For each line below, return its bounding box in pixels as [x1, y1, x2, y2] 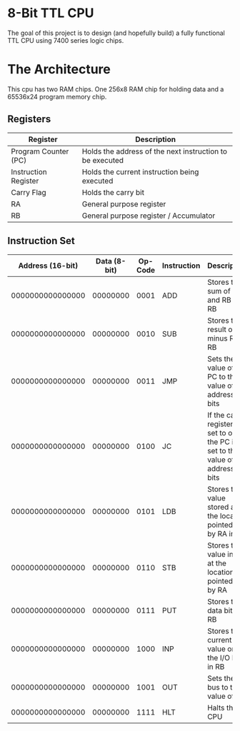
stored [206, 502, 229, 512]
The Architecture [7, 61, 111, 78]
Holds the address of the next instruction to [81, 146, 227, 156]
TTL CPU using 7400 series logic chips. [7, 36, 124, 44]
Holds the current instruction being [81, 166, 199, 176]
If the [206, 410, 225, 420]
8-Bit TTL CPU [7, 5, 94, 21]
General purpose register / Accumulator [81, 211, 216, 221]
